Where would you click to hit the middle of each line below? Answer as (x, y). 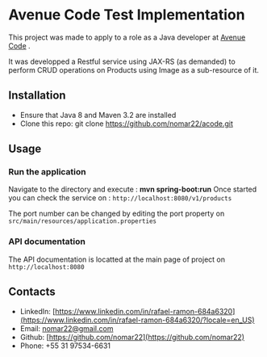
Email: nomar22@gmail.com (67, 328)
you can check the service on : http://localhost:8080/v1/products (120, 198)
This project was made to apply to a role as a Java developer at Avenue (127, 37)
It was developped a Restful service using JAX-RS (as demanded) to (122, 61)
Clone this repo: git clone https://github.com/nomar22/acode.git (127, 124)
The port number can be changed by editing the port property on (117, 214)
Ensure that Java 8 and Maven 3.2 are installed (98, 115)
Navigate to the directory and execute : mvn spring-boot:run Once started (133, 189)
